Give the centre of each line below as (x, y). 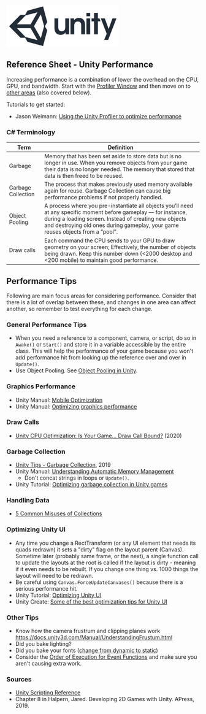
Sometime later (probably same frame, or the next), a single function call (107, 556)
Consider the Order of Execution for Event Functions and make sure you (106, 657)
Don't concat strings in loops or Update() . (77, 478)
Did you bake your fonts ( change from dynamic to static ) (86, 650)
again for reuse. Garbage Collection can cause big (107, 191)
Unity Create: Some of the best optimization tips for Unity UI (91, 601)
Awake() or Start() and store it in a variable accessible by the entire (101, 345)
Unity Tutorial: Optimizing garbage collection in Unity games (91, 485)
